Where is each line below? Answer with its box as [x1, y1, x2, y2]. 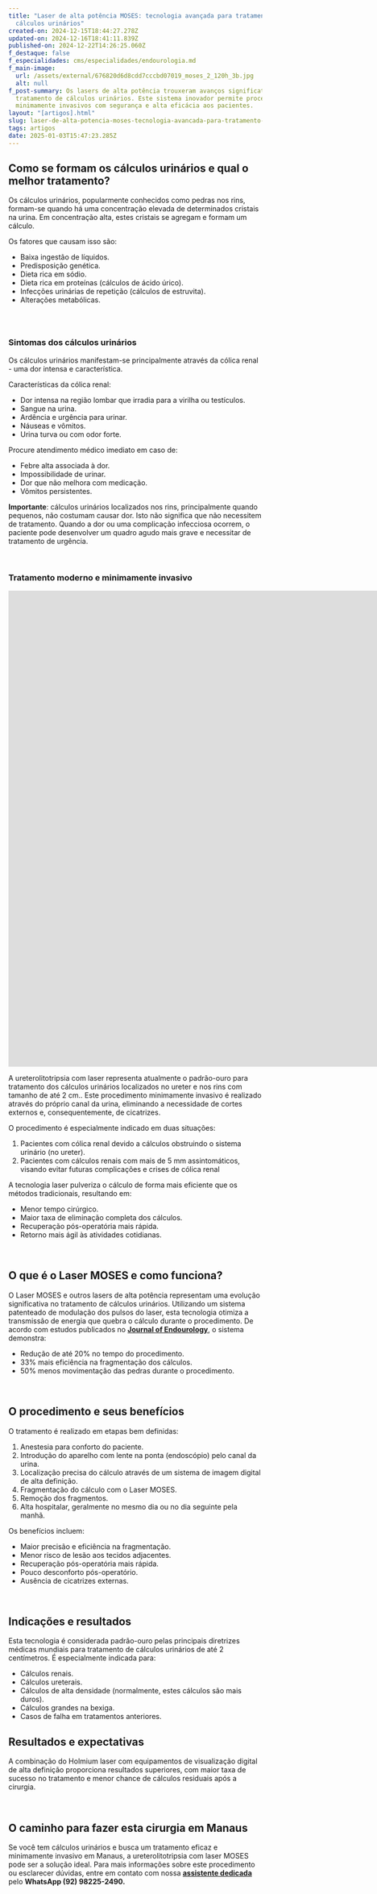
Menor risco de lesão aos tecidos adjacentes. [19, 1550, 172, 1560]
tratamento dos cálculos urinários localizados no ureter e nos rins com [8, 1082, 242, 1091]
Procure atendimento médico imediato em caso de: [8, 445, 178, 455]
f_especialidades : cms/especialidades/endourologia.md [8, 57, 197, 65]
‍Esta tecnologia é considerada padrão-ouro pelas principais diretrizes [8, 1636, 240, 1646]
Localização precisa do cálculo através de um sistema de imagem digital [19, 1468, 261, 1477]
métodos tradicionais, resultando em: [8, 1188, 132, 1198]
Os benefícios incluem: [8, 1526, 85, 1535]
